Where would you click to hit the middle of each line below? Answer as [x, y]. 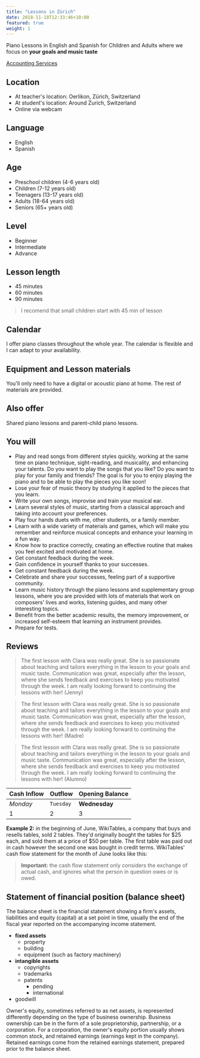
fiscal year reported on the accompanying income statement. [81, 924]
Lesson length [33, 272]
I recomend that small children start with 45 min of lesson [92, 311]
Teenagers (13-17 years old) [49, 194]
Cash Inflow [27, 794]
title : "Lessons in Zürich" [41, 12]
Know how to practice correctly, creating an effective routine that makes [104, 545]
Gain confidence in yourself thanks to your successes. [82, 564]
